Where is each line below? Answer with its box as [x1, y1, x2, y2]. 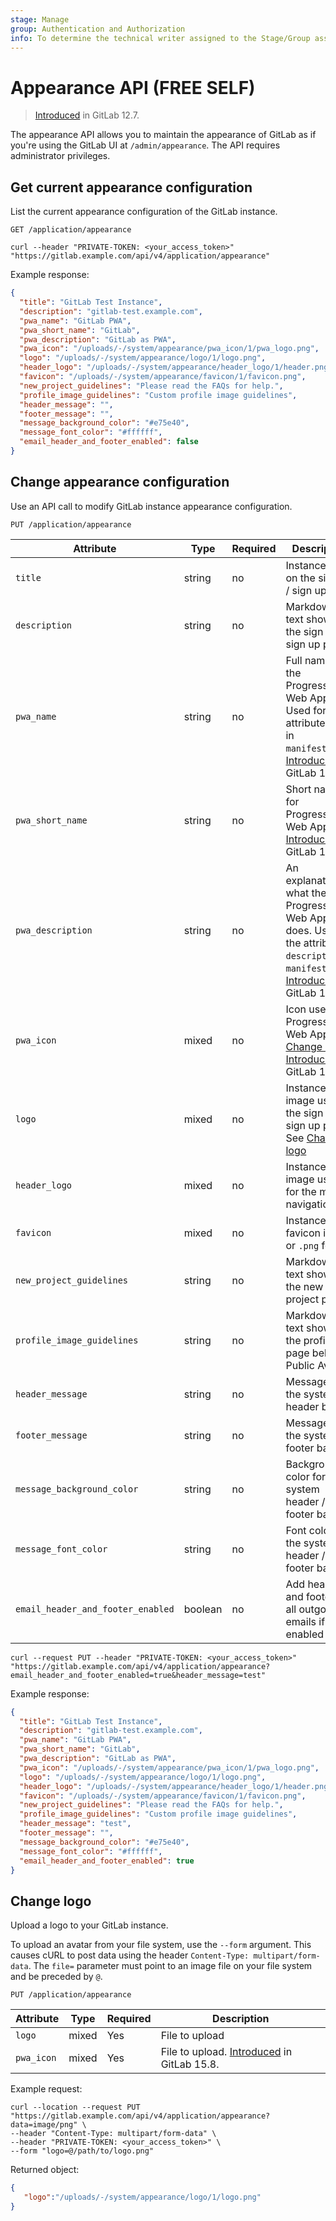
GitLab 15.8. [160, 2057, 220, 2071]
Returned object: [10, 2164, 80, 2176]
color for [285, 1469, 327, 1483]
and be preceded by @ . [10, 1971, 103, 1983]
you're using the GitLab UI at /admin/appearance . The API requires [10, 139, 281, 151]
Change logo [10, 1892, 92, 1910]
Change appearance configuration [10, 474, 230, 491]
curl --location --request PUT [10, 2102, 141, 2113]
